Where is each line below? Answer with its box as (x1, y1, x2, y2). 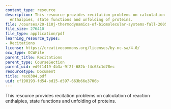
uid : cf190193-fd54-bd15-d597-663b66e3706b (5, 78, 99, 84)
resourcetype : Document (5, 69, 56, 74)
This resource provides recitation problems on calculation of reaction (5, 92, 150, 98)
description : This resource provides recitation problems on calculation (5, 12, 165, 17)
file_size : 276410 (5, 26, 44, 32)
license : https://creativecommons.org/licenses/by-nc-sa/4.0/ (5, 45, 140, 50)
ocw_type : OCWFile (5, 50, 44, 55)
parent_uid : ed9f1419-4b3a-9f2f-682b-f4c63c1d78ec (5, 64, 115, 69)
